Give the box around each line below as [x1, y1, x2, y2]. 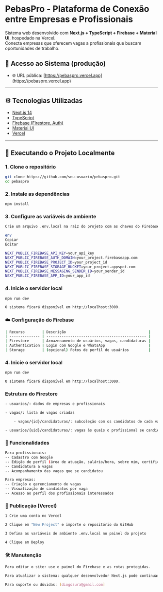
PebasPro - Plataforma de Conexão [5, 3, 149, 15]
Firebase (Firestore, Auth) [12, 120, 64, 126]
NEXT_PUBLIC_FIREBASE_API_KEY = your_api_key [5, 251, 95, 256]
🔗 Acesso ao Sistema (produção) [5, 59, 106, 68]
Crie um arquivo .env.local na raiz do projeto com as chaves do [5, 224, 140, 229]
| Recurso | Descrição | [5, 330, 151, 334]
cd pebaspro [5, 179, 29, 184]
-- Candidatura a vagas [5, 464, 53, 469]
